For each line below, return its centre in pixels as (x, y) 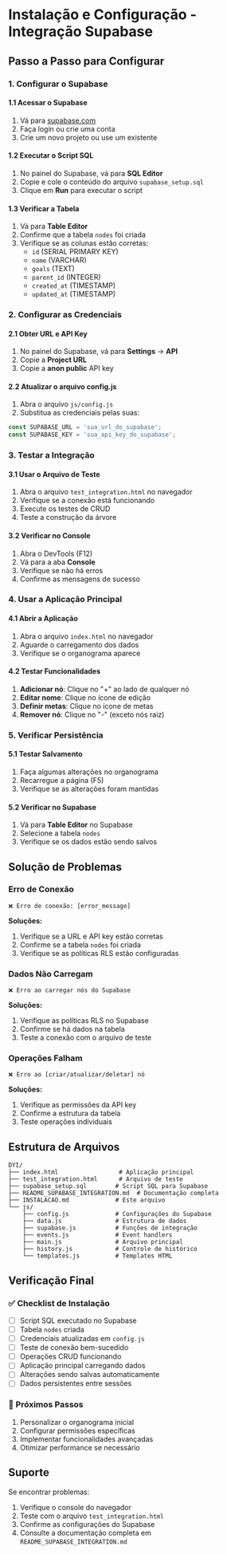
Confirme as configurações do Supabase (87, 1524)
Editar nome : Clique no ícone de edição (85, 697)
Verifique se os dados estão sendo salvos (88, 842)
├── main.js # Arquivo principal (103, 1242)
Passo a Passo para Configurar (86, 61)
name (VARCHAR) (59, 260)
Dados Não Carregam (51, 974)
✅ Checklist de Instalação (59, 1303)
